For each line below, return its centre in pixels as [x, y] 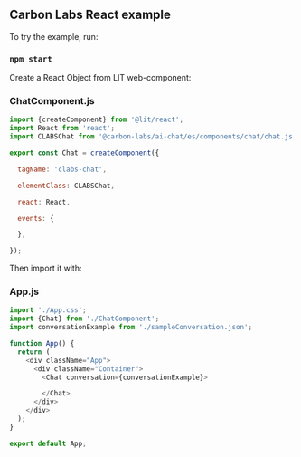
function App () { [42, 344]
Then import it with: [46, 268]
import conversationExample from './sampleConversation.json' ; [131, 328]
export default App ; [48, 443]
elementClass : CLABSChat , [66, 186]
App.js [24, 291]
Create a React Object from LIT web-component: [100, 78]
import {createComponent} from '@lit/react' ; [96, 120]
